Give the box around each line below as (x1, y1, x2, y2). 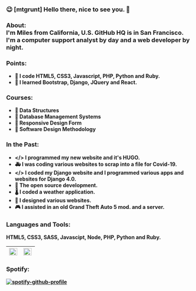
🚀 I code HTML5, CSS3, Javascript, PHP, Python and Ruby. (14, 73, 161, 80)
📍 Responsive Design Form (14, 119, 82, 126)
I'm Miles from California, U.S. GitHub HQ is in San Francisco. (6, 28, 184, 37)
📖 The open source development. (14, 181, 98, 188)
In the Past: (6, 140, 39, 149)
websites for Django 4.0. (14, 175, 77, 182)
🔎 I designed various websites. (14, 197, 92, 204)
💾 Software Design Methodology (14, 126, 96, 133)
